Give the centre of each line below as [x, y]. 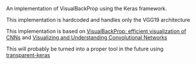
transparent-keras [28, 55]
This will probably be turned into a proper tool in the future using [85, 49]
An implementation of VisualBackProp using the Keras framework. [87, 9]
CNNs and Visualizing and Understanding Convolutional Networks [87, 37]
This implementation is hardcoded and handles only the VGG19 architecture [98, 20]
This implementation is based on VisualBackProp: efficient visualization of [96, 31]
